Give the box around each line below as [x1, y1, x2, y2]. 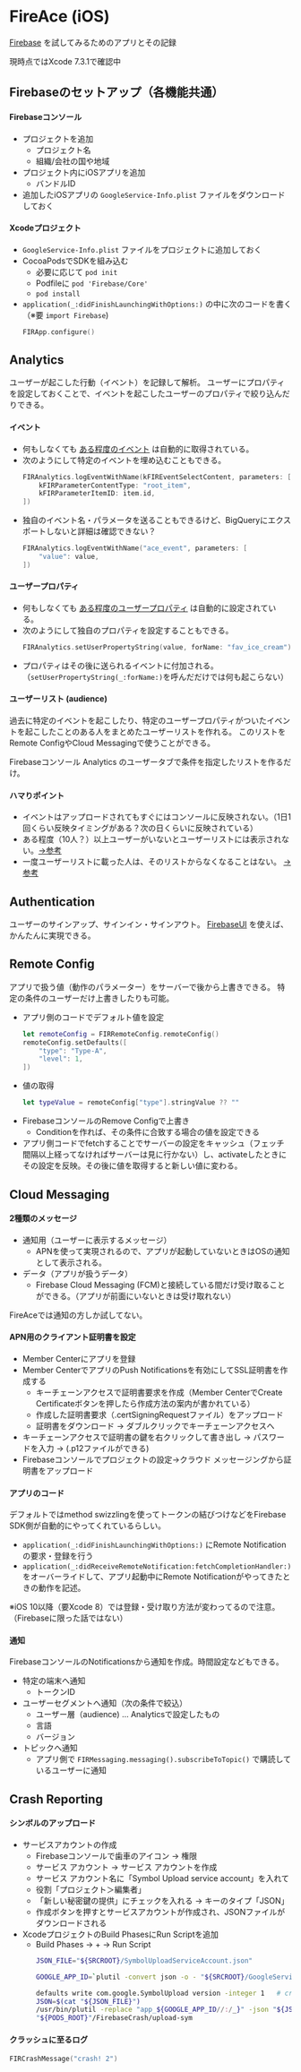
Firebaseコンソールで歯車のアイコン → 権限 [35, 1850, 198, 1861]
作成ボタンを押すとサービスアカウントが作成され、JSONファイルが [35, 1906, 285, 1917]
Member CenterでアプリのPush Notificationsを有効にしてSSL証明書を [21, 1364, 280, 1375]
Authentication [9, 894, 96, 909]
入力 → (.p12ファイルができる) [38, 1442, 150, 1453]
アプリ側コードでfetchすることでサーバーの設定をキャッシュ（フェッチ [21, 1138, 285, 1148]
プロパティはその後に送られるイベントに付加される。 [21, 660, 219, 671]
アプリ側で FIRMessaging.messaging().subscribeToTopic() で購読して [35, 1754, 291, 1765]
